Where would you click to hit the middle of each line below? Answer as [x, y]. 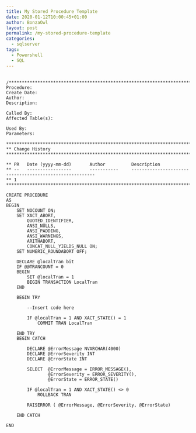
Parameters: [20, 133]
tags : [13, 50]
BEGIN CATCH [31, 338]
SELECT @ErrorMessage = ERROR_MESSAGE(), [79, 369]
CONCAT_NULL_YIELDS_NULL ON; [62, 246]
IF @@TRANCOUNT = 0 [40, 267]
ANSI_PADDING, [44, 231]
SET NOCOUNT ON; [36, 210]
